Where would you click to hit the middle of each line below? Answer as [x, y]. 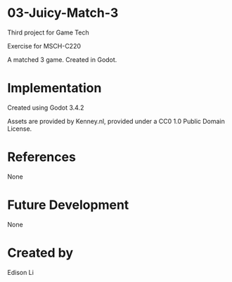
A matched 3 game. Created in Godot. [62, 59]
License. [20, 129]
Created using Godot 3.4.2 [46, 108]
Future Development [68, 205]
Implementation [54, 88]
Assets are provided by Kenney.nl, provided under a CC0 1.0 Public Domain [116, 121]
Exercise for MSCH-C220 [44, 46]
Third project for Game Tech [48, 32]
